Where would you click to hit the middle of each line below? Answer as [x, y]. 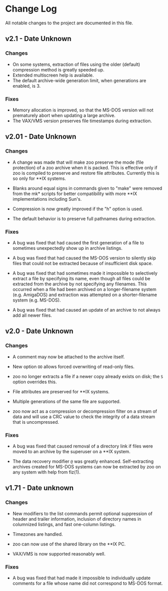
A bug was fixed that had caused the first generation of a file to [78, 243]
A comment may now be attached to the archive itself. [69, 357]
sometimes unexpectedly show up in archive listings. [67, 248]
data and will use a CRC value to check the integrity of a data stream [84, 417]
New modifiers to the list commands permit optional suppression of [82, 513]
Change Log [31, 9]
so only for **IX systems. [39, 178]
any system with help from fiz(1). [46, 472]
